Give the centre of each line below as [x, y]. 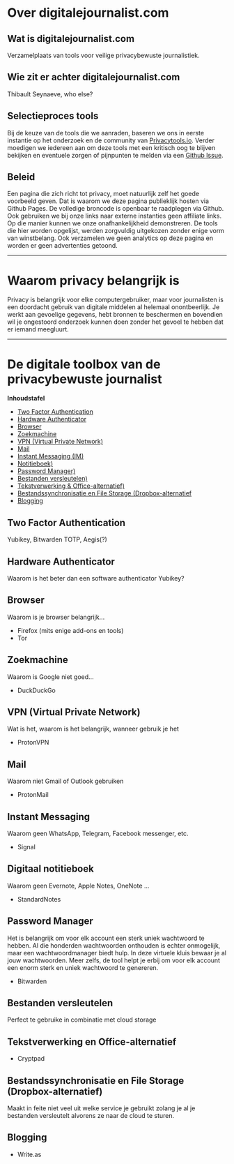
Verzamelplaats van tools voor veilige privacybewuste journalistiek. [103, 55]
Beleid [21, 177]
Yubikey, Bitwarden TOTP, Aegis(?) [57, 539]
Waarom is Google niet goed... [50, 677]
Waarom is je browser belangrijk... [56, 617]
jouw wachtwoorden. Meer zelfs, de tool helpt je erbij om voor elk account [114, 960]
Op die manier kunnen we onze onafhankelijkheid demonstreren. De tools [112, 223]
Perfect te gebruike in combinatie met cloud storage [82, 1020]
